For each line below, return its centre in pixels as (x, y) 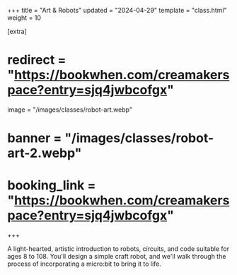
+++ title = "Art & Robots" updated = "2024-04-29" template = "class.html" (117, 10)
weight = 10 (24, 18)
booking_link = (52, 186)
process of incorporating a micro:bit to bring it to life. (84, 264)
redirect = (37, 60)
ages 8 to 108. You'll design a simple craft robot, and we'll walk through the (117, 257)
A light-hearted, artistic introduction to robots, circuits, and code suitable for (118, 249)
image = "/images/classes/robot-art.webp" (70, 110)
